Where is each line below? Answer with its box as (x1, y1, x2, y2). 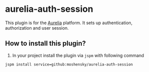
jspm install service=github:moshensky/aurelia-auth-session (5, 62, 133, 67)
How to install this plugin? (5, 39, 86, 48)
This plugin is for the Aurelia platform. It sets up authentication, (5, 20, 133, 26)
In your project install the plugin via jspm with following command (12, 52, 144, 58)
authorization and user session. (5, 25, 69, 31)
